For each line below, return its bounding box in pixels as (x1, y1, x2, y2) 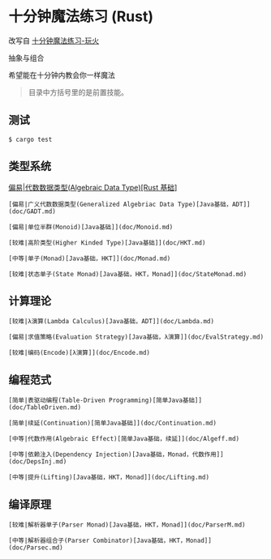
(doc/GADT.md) (8, 207, 57, 215)
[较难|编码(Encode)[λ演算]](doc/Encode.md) (8, 349, 150, 357)
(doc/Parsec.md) (8, 544, 63, 552)
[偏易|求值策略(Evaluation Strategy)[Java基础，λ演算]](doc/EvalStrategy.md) (8, 333, 265, 341)
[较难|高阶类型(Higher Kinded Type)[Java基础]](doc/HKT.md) (8, 238, 206, 247)
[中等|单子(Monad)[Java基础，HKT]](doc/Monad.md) (8, 254, 171, 262)
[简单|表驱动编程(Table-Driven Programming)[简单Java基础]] (8, 396, 203, 405)
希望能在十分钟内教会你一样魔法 (8, 70, 115, 79)
